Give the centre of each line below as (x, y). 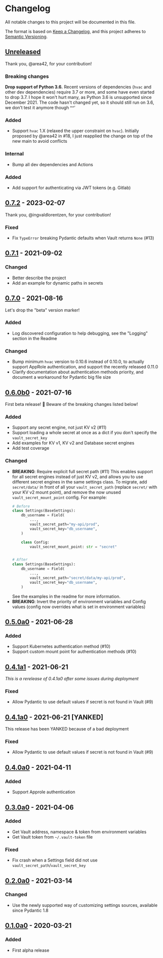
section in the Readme (35, 338)
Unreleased (23, 52)
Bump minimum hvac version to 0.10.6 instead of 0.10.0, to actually (78, 362)
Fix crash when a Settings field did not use (55, 860)
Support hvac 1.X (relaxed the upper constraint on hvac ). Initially (75, 131)
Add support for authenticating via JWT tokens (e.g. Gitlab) (71, 188)
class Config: (35, 542)
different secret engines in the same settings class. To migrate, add (80, 482)
